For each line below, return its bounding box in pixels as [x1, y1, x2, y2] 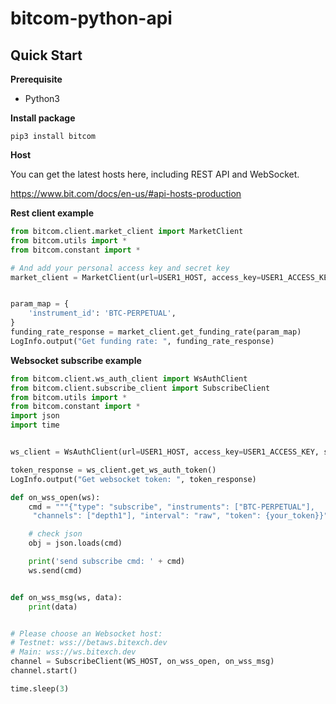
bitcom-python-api [10, 7, 173, 30]
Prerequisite [10, 73, 63, 85]
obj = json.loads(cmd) [28, 538, 123, 549]
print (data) [28, 602, 78, 612]
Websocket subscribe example [10, 354, 142, 366]
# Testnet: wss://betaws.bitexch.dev [10, 638, 168, 648]
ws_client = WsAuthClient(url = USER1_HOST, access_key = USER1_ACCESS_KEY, [10, 447, 320, 457]
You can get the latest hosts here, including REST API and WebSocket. [10, 168, 300, 180]
